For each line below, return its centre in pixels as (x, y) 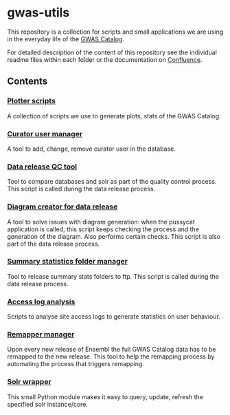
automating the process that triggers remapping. (76, 364)
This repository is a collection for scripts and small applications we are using (115, 32)
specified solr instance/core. (47, 404)
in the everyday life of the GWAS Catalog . (66, 39)
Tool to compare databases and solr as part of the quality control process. (112, 182)
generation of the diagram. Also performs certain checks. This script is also (114, 236)
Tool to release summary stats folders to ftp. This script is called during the (113, 276)
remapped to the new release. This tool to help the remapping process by (111, 357)
